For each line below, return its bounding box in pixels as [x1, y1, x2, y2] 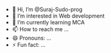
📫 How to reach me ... [12, 26, 69, 33]
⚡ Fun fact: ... [12, 41, 46, 48]
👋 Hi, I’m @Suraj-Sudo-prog [12, 6, 83, 13]
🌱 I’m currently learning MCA [12, 19, 85, 26]
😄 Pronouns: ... [12, 34, 52, 41]
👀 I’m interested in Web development [12, 12, 105, 19]
